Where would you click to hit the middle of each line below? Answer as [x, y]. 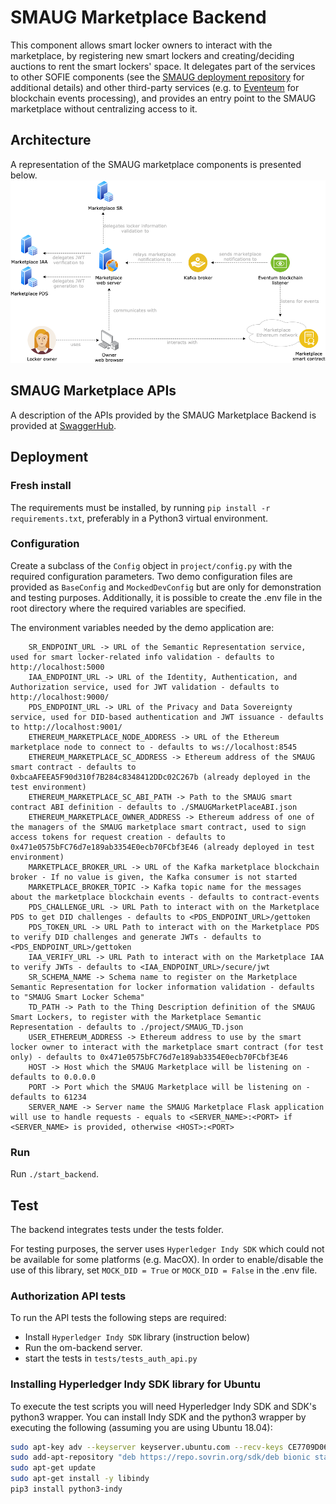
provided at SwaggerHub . [63, 425]
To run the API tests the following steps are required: [118, 1318]
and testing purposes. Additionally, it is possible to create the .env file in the [166, 597]
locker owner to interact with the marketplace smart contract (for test [167, 1047]
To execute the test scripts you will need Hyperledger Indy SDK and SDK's [163, 1406]
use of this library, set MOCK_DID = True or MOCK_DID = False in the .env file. [164, 1270]
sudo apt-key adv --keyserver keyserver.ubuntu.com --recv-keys [147, 1447]
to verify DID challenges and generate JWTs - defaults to [136, 937]
